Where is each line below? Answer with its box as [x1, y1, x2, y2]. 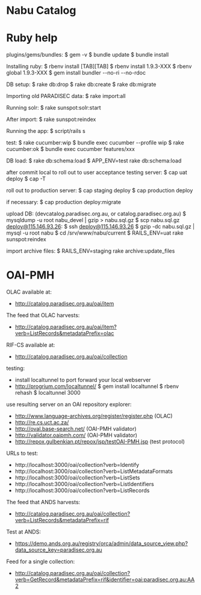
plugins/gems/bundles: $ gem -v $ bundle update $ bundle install [6, 51, 169, 58]
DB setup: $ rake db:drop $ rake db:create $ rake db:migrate [6, 81, 156, 88]
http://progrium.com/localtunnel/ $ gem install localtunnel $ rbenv [14, 383, 179, 390]
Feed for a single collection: [6, 558, 75, 566]
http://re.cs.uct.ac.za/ [14, 419, 69, 426]
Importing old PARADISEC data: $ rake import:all [6, 93, 126, 100]
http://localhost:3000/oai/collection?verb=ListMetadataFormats [14, 467, 173, 475]
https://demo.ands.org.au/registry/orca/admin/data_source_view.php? [14, 540, 188, 547]
